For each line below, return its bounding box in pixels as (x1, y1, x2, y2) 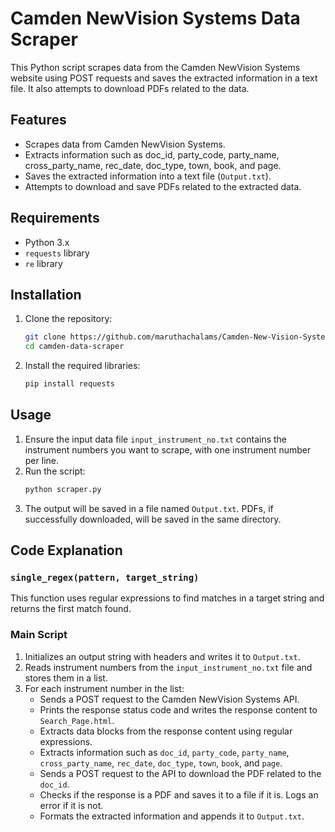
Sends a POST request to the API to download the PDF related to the (39, 767, 322, 779)
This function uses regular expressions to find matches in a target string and (10, 592, 325, 604)
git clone (24, 332, 67, 342)
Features (10, 112, 67, 129)
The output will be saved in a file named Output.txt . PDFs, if (24, 502, 274, 514)
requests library (24, 247, 90, 259)
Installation (10, 286, 82, 303)
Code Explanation (10, 542, 123, 559)
